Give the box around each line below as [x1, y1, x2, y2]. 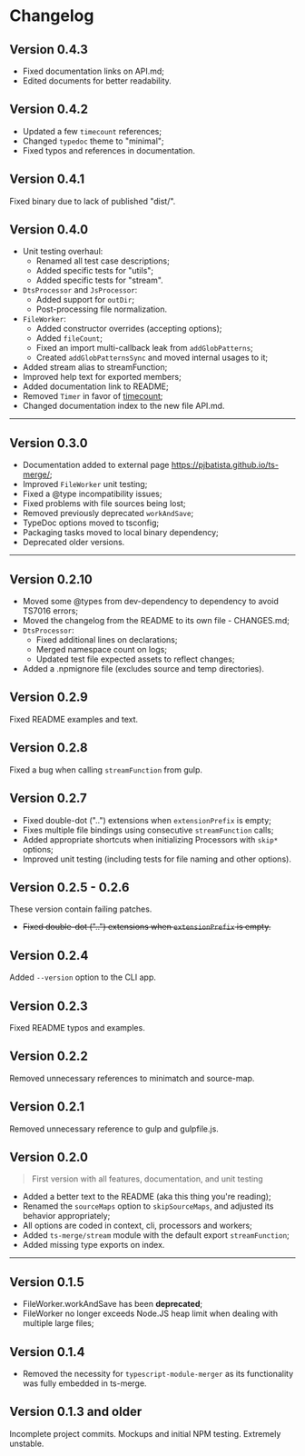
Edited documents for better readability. [22, 75, 172, 86]
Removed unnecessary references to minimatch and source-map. [9, 1072, 255, 1083]
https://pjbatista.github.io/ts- [171, 460, 280, 471]
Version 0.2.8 [9, 740, 88, 755]
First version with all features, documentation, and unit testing [31, 1173, 263, 1184]
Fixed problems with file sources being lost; [22, 498, 186, 509]
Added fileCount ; [35, 333, 103, 344]
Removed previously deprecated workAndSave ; [22, 508, 194, 519]
